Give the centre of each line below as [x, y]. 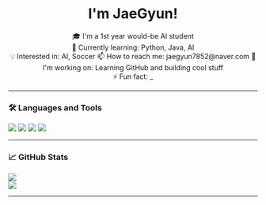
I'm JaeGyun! [133, 14]
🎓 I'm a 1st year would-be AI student [133, 35]
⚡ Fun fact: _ [133, 76]
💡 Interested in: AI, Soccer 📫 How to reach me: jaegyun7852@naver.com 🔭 [133, 56]
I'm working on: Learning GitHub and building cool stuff [133, 67]
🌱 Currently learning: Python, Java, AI [133, 47]
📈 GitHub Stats [38, 157]
